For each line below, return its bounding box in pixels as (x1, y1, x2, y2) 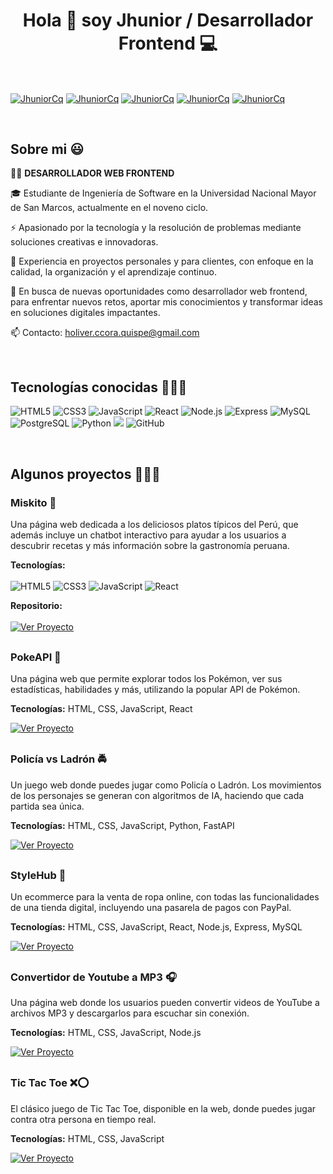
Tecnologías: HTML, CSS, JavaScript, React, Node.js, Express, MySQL (10, 921, 303, 933)
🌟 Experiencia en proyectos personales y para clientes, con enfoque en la (10, 255, 314, 268)
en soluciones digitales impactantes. (10, 307, 161, 319)
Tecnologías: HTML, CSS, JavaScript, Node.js (10, 1027, 202, 1039)
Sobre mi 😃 (10, 141, 85, 158)
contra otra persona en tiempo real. (10, 1113, 157, 1125)
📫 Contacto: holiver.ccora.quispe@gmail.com (10, 327, 200, 339)
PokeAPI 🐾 (10, 650, 62, 664)
